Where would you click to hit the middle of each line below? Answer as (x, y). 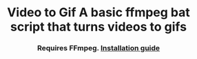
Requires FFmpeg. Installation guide (98, 48)
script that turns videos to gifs (98, 27)
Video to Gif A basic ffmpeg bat (98, 13)
